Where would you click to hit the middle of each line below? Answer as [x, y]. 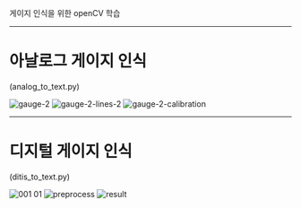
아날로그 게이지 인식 [78, 61]
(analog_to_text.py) [45, 86]
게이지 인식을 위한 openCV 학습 [65, 13]
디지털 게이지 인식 [71, 152]
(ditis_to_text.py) [39, 177]
